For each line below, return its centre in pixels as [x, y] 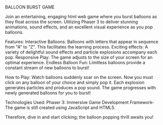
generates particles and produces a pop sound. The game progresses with [81, 87]
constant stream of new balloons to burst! [47, 68]
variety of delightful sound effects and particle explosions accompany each [81, 52]
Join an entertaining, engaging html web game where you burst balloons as [81, 16]
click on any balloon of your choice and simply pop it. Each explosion [75, 82]
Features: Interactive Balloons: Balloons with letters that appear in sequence [82, 42]
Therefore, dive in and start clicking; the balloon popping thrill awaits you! [79, 117]
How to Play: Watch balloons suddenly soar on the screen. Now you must [79, 77]
